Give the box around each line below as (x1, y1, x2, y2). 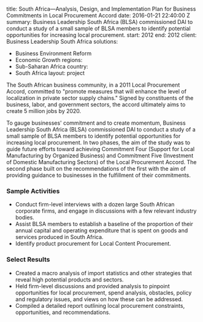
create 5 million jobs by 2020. (6, 108, 82, 114)
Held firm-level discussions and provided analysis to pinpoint (15, 282, 170, 289)
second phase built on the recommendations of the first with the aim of (6, 165, 186, 172)
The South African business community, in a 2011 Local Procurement (6, 81, 180, 88)
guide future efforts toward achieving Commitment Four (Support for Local (6, 146, 195, 152)
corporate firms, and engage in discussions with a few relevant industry (15, 207, 197, 214)
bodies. (15, 214, 35, 221)
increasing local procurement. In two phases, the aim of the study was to (6, 139, 191, 146)
